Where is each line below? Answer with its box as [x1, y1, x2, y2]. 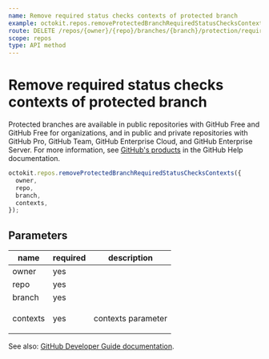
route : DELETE [8, 26, 56, 34]
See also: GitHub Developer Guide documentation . [8, 341, 175, 351]
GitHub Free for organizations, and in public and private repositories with [8, 128, 248, 138]
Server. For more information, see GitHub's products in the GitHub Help [8, 145, 243, 155]
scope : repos [8, 34, 52, 42]
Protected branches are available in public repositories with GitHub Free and [8, 119, 260, 129]
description [107, 252, 154, 264]
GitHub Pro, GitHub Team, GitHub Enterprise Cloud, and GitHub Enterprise [8, 137, 253, 147]
